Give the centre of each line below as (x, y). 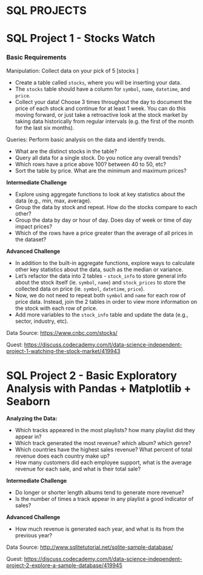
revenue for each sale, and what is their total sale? (78, 469)
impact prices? (34, 226)
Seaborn (28, 401)
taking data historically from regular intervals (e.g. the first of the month (104, 121)
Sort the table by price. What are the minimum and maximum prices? (101, 170)
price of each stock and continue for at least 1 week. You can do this (100, 108)
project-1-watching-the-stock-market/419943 (63, 351)
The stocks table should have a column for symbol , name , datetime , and (102, 89)
